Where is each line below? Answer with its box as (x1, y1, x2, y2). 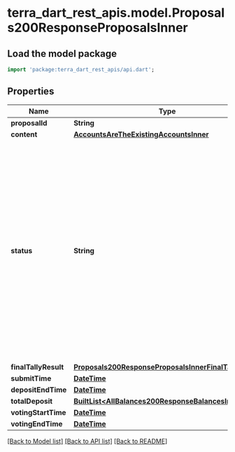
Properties (7, 85, 55, 97)
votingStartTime (10, 407, 66, 417)
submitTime (10, 373, 52, 383)
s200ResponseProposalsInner (7, 20, 188, 36)
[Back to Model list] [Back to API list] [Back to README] (7, 437, 168, 445)
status (10, 246, 33, 255)
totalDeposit (10, 396, 53, 406)
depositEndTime (10, 385, 67, 395)
